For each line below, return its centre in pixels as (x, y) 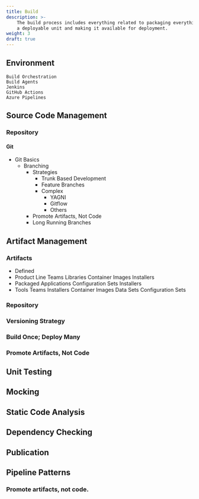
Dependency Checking (49, 432)
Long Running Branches (62, 223)
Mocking (23, 392)
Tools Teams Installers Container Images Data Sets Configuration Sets (100, 290)
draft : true (21, 39)
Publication (28, 453)
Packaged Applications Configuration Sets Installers (78, 284)
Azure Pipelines (26, 97)
